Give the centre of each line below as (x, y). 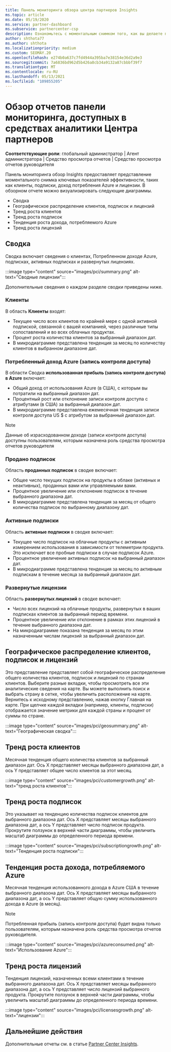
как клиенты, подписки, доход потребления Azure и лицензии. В (75, 185)
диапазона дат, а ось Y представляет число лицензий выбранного (77, 989)
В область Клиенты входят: (36, 311)
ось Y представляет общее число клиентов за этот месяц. (69, 770)
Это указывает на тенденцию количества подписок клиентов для (77, 814)
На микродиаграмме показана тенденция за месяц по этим (78, 630)
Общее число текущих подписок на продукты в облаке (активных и (86, 480)
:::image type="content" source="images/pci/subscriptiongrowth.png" (79, 846)
